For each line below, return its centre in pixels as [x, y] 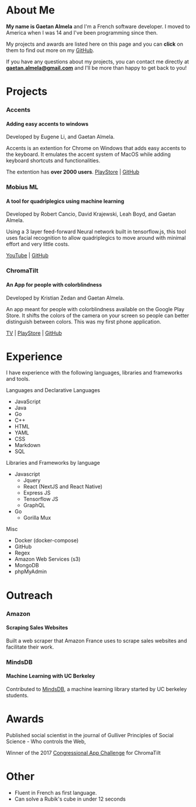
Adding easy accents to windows [47, 124]
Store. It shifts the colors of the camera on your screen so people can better [98, 315]
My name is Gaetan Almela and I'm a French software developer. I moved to [98, 26]
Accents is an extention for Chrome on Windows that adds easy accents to [96, 148]
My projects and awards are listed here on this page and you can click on [94, 44]
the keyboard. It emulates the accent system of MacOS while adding [88, 154]
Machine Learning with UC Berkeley [51, 676]
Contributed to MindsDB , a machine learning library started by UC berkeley [97, 689]
